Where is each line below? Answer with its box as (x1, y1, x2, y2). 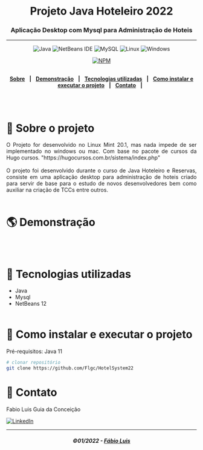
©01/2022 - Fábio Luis (72, 437, 131, 444)
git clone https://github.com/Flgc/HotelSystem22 (6, 365, 134, 371)
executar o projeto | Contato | (57, 82, 143, 89)
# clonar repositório (6, 360, 61, 366)
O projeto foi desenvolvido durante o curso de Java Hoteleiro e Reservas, (6, 167, 197, 174)
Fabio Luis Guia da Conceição (6, 405, 81, 413)
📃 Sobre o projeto (6, 121, 95, 135)
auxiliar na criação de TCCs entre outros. (6, 186, 109, 193)
